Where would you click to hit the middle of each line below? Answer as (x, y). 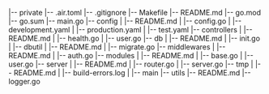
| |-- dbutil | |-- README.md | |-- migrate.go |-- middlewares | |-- (117, 47)
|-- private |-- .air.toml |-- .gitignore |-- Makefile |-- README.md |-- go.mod (135, 13)
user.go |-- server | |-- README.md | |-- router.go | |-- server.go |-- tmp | (131, 64)
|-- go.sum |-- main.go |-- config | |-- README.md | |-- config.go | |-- (125, 21)
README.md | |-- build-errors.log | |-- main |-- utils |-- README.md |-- (132, 73)
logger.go (24, 81)
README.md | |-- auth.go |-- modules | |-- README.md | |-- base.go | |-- (131, 56)
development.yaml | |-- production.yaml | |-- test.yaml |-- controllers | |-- (130, 30)
